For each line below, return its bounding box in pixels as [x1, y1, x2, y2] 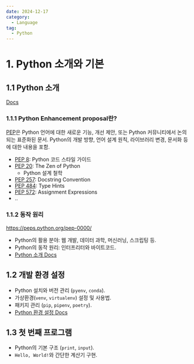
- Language [11, 19, 38, 25]
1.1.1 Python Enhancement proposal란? [6, 114, 117, 123]
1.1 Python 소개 [6, 83, 60, 93]
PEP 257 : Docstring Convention [14, 176, 91, 183]
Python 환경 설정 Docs [14, 309, 68, 316]
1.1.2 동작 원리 [6, 211, 44, 219]
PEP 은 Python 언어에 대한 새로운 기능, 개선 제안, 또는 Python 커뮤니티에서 [6, 129, 176, 136]
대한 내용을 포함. [12, 143, 50, 150]
